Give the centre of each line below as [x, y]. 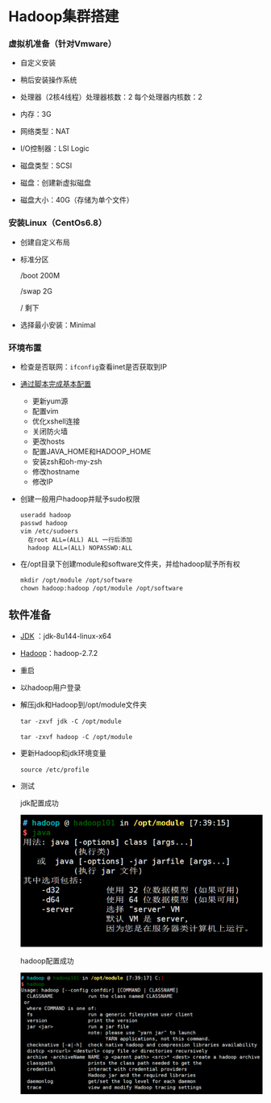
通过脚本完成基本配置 [55, 384]
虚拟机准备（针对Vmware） [63, 44]
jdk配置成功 [39, 803]
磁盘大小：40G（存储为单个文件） [77, 200]
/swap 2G [36, 290]
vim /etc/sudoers [49, 532]
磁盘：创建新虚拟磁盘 [55, 183]
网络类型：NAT [45, 132]
